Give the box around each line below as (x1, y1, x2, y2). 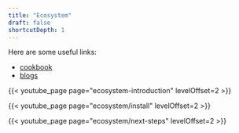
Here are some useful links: (8, 48, 97, 57)
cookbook (19, 63, 53, 72)
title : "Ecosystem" (8, 11, 72, 20)
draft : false (8, 19, 51, 27)
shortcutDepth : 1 (8, 26, 65, 34)
